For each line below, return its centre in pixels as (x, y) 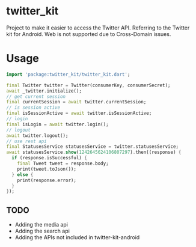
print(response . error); (47, 180)
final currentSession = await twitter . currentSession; (76, 102)
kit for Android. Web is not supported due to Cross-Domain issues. (89, 34)
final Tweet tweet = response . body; (63, 163)
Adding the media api (41, 225)
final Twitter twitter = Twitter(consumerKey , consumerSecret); (88, 85)
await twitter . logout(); (37, 136)
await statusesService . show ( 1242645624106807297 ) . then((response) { (94, 152)
